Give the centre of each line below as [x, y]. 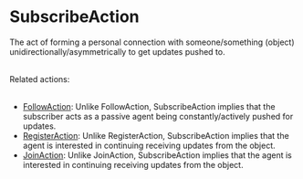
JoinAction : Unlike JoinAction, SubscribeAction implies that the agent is [157, 155]
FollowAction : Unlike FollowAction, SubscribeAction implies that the [149, 106]
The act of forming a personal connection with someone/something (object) [152, 42]
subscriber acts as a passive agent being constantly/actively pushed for [158, 116]
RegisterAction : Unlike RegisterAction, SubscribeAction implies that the [156, 135]
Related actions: [40, 79]
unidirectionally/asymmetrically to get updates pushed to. [117, 51]
